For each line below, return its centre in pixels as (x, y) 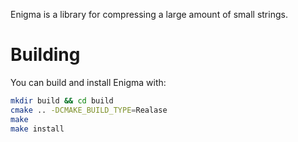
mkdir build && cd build (62, 100)
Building (45, 55)
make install (37, 129)
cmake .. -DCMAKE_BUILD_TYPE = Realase (89, 110)
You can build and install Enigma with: (88, 82)
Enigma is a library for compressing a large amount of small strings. (149, 14)
